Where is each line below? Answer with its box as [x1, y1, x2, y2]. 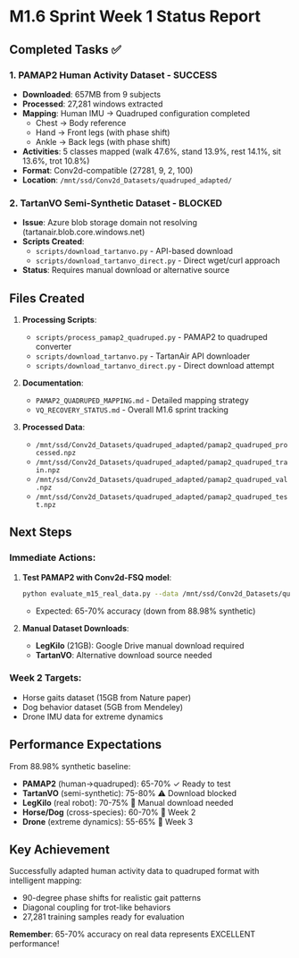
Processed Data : [21, 421, 86, 432]
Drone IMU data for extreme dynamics [21, 711, 163, 722]
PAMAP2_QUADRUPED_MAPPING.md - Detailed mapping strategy [35, 394, 250, 405]
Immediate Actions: [9, 552, 96, 564]
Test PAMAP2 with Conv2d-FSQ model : [21, 572, 172, 582]
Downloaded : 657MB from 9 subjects [21, 89, 162, 99]
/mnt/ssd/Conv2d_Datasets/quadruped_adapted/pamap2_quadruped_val [35, 475, 288, 484]
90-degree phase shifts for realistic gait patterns [21, 893, 202, 903]
